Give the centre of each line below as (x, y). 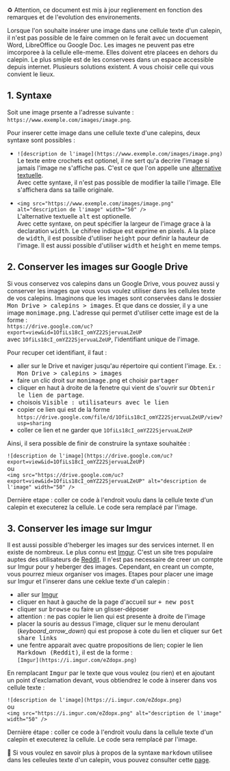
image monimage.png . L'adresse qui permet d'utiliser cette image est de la (113, 313)
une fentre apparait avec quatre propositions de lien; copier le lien (110, 645)
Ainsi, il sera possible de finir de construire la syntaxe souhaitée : (99, 443)
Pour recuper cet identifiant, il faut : (57, 352)
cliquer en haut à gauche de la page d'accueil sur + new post (106, 602)
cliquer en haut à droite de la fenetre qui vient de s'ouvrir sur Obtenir (116, 387)
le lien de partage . (50, 395)
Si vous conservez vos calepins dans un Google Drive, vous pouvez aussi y (113, 283)
